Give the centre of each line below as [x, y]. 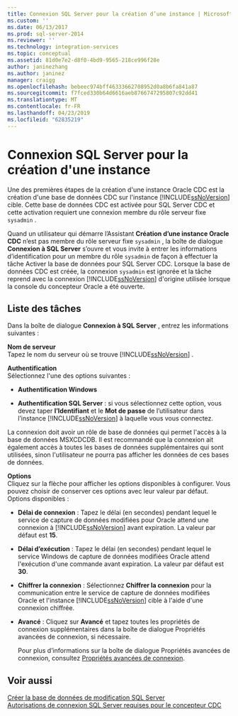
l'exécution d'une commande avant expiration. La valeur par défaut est [121, 564]
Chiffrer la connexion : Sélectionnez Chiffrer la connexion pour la [114, 585]
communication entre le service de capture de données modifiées [114, 593]
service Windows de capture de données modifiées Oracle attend [114, 557]
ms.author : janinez [36, 73]
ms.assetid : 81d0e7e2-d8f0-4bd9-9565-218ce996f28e [84, 60]
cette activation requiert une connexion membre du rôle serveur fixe [107, 212]
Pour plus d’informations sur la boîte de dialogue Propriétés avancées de [124, 651]
